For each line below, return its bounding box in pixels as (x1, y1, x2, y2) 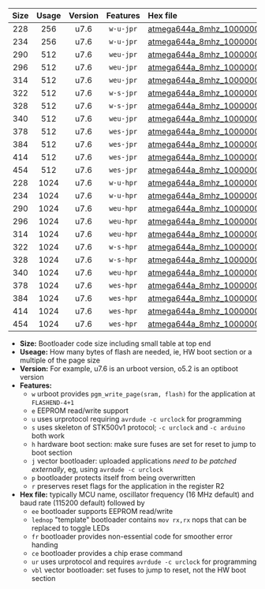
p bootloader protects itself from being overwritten (31, 473, 196, 482)
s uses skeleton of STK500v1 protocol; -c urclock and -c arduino (31, 422, 246, 432)
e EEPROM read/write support (31, 406, 129, 415)
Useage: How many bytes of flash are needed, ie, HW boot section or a (19, 347, 252, 356)
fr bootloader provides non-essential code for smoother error (31, 532, 233, 541)
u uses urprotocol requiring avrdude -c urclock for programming (31, 415, 242, 423)
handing (31, 540, 58, 550)
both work (31, 431, 65, 441)
